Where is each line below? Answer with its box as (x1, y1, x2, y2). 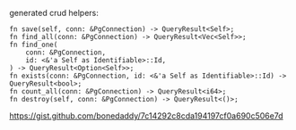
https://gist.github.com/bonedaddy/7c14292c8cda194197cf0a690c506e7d (9, 110, 284, 121)
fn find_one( (9, 40, 58, 49)
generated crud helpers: (9, 8, 99, 18)
